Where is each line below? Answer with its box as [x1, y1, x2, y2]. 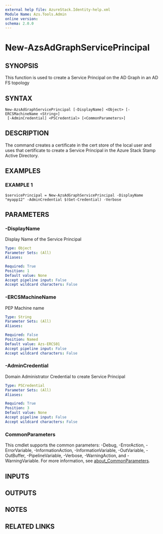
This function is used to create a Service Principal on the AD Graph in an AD [5, 75, 159, 81]
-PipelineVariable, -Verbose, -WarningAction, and [26, 453, 126, 459]
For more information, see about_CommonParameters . [41, 458, 150, 464]
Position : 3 [5, 406, 29, 411]
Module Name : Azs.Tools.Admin [5, 12, 67, 17]
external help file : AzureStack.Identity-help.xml [5, 7, 111, 12]
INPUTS [5, 472, 29, 480]
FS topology [5, 80, 30, 86]
